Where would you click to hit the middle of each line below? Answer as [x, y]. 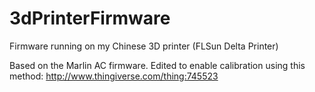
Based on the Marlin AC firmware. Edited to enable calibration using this [157, 65]
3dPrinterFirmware [90, 18]
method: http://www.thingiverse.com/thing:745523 [114, 76]
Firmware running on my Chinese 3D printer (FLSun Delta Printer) [144, 46]
